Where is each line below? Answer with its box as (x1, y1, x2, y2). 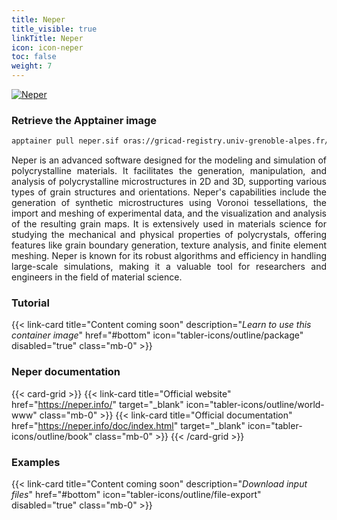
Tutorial (11, 296, 50, 310)
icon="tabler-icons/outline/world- (185, 398, 325, 410)
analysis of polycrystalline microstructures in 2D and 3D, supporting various (11, 176, 327, 188)
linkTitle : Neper (11, 33, 84, 43)
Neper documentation (11, 365, 121, 379)
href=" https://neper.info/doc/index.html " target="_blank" (11, 419, 246, 431)
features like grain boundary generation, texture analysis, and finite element (11, 239, 327, 251)
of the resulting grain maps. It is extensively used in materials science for (11, 218, 327, 230)
